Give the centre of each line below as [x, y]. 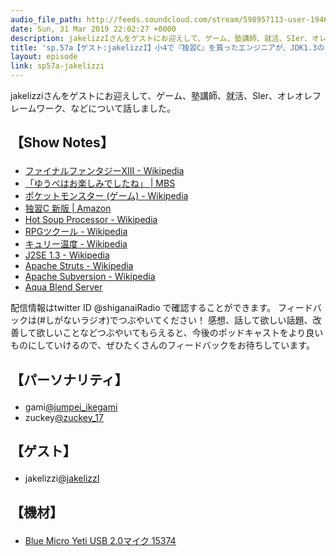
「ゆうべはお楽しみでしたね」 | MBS [100, 183]
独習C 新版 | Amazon [68, 208]
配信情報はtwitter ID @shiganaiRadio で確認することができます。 [143, 308]
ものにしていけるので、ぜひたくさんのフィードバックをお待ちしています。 [162, 345]
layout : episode [44, 57]
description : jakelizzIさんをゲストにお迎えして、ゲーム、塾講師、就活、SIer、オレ [168, 38]
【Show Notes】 [62, 142]
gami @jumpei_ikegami [71, 407]
